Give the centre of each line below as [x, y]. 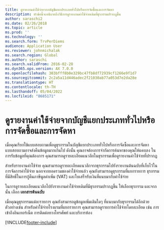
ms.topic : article [24, 28]
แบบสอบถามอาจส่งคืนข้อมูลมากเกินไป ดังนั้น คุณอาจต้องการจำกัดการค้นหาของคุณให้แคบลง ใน [80, 150]
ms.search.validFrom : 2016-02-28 [39, 64]
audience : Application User [34, 46]
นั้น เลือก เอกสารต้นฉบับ [25, 192]
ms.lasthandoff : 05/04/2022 [34, 92]
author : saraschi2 [24, 19]
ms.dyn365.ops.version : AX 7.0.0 [39, 69]
